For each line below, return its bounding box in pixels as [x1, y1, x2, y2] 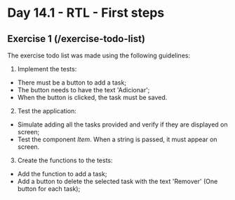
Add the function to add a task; [17, 170, 107, 178]
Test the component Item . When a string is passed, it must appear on [17, 135, 217, 143]
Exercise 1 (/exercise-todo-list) [7, 33, 146, 45]
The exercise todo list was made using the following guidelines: [7, 51, 191, 59]
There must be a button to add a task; [17, 78, 127, 87]
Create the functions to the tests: [17, 156, 114, 164]
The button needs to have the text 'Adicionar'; [17, 86, 150, 94]
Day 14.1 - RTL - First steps [7, 5, 165, 21]
